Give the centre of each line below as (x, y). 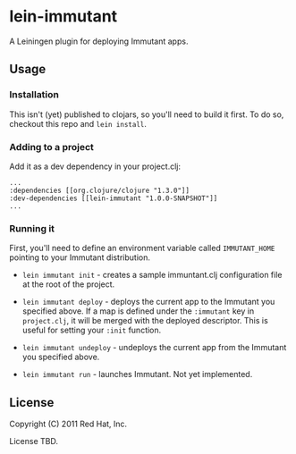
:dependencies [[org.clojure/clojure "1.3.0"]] (100, 190)
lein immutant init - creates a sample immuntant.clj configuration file (152, 275)
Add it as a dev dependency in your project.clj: (95, 166)
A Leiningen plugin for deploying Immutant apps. (99, 41)
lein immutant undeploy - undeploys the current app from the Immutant (154, 348)
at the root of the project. (68, 284)
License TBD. (34, 441)
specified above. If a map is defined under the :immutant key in (138, 311)
